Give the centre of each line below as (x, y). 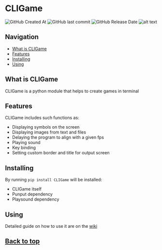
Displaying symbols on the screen (46, 127)
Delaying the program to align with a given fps (58, 137)
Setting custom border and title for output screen (61, 153)
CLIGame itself (27, 189)
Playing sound (26, 143)
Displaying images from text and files (49, 132)
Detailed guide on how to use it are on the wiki (51, 226)
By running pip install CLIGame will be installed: (54, 180)
